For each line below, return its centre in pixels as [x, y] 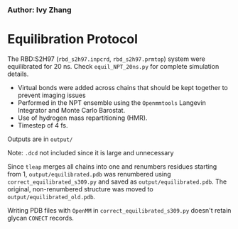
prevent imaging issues [52, 95]
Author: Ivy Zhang [40, 10]
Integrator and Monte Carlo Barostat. [71, 110]
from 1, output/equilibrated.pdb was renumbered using [90, 174]
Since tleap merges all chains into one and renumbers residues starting [112, 166]
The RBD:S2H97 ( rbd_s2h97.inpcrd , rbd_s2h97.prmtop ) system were [107, 59]
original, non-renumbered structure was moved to [81, 189]
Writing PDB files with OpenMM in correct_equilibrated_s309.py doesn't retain [119, 210]
